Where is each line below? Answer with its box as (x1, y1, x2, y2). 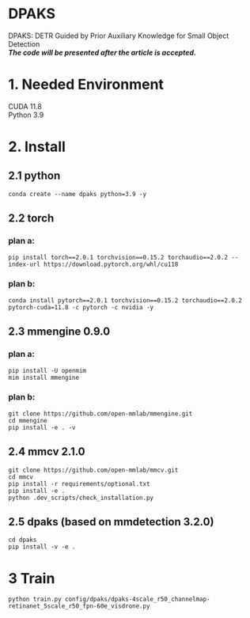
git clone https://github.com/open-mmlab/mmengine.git (8, 409, 193, 418)
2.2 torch (8, 211, 55, 226)
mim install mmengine (8, 373, 80, 381)
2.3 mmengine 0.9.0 (8, 325, 111, 339)
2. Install (8, 138, 66, 156)
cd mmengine (8, 416, 47, 424)
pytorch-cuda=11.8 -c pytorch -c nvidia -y (8, 303, 154, 311)
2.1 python (8, 169, 61, 183)
